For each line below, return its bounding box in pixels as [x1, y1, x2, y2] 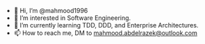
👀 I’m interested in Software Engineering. [13, 14, 131, 22]
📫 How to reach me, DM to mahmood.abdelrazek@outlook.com [13, 29, 198, 37]
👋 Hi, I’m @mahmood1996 [13, 7, 88, 14]
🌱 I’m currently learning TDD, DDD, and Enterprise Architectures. [13, 21, 199, 29]
